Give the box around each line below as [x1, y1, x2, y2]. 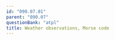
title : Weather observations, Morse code [6, 25, 110, 31]
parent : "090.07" [6, 14, 49, 20]
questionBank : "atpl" [6, 19, 60, 25]
